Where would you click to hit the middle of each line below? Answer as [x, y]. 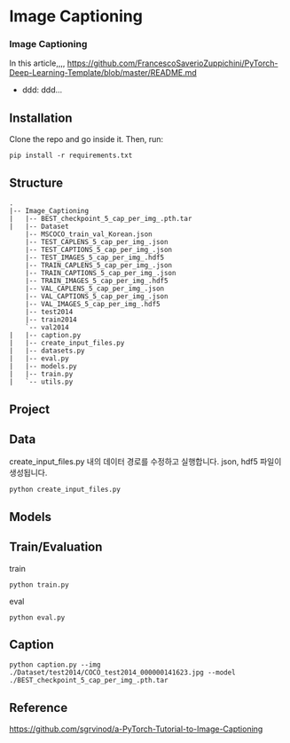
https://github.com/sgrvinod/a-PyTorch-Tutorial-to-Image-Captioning [136, 729]
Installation [41, 118]
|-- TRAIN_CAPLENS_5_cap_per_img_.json [99, 265]
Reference [39, 707]
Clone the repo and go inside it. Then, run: [86, 139]
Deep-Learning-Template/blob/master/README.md [103, 73]
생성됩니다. [28, 473]
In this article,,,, [37, 63]
